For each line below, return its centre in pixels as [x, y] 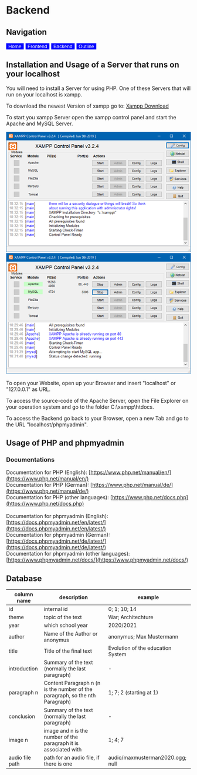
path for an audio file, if [72, 758]
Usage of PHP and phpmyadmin [65, 443]
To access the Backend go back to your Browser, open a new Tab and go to [97, 418]
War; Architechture [131, 617]
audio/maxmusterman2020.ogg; [147, 758]
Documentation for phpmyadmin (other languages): [68, 554]
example [148, 597]
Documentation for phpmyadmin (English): [57, 516]
